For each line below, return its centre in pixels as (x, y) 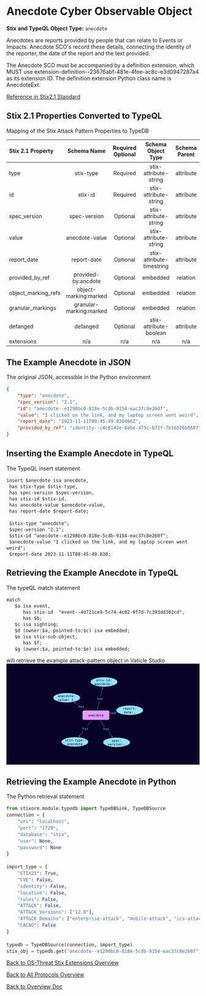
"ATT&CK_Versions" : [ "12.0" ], (56, 912)
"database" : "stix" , (44, 834)
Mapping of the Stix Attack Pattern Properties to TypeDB (78, 131)
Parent (186, 154)
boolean (156, 332)
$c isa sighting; (37, 624)
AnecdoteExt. (24, 85)
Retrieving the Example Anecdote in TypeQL (93, 573)
